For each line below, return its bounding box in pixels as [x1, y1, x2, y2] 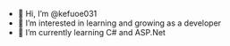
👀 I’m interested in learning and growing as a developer [17, 18, 222, 28]
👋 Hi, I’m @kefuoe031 [17, 9, 98, 19]
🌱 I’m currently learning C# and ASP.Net [17, 27, 166, 37]
